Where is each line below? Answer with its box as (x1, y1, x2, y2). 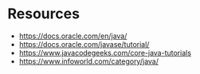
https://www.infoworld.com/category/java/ (18, 56, 159, 66)
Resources (7, 5, 80, 23)
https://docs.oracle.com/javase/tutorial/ (18, 39, 150, 49)
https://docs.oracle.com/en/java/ (18, 31, 127, 41)
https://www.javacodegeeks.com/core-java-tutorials (18, 48, 192, 57)
